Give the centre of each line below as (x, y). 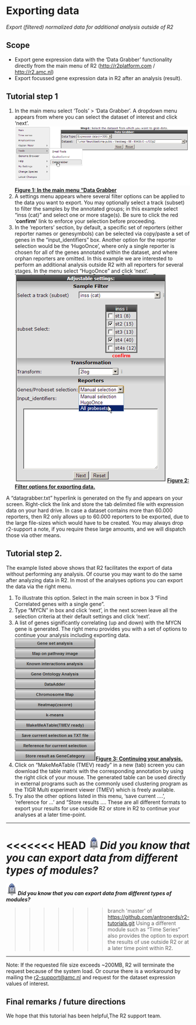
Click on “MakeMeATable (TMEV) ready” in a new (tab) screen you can (99, 765)
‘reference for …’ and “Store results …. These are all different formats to (100, 802)
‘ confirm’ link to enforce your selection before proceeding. (85, 221)
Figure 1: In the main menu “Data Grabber (65, 190)
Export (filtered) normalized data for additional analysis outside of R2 (90, 27)
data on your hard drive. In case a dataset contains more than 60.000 (90, 510)
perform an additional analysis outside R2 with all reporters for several (99, 264)
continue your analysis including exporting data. (72, 635)
